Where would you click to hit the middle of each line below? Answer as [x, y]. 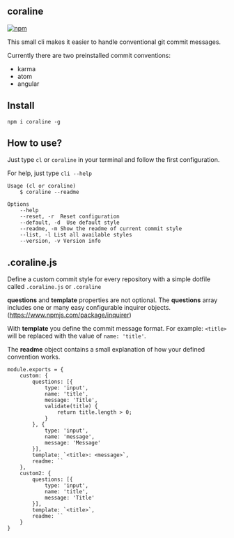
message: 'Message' [72, 443]
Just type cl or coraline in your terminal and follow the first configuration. [114, 160]
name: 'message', [70, 437]
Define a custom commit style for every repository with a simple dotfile [109, 279]
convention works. [34, 357]
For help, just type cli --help [50, 173]
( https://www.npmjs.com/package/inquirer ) [70, 315]
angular [28, 84]
